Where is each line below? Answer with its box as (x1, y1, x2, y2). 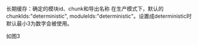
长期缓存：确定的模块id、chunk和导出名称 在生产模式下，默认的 (6, 5, 164, 12)
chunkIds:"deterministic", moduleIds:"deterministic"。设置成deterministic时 (6, 12, 192, 20)
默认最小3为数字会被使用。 (6, 20, 73, 27)
